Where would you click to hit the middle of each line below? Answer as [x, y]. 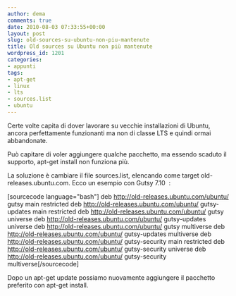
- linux [19, 86]
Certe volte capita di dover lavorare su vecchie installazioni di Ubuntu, [109, 125]
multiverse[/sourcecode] [43, 264]
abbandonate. [27, 140]
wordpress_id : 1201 [36, 54]
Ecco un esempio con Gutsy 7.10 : [121, 183]
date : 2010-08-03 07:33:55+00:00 [56, 27]
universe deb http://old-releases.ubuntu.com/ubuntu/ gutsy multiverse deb [116, 226]
